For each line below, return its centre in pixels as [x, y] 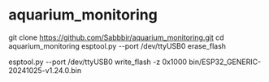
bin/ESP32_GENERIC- [225, 62]
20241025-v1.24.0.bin [45, 70]
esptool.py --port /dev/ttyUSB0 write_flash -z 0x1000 [98, 62]
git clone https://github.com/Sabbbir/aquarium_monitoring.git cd [117, 37]
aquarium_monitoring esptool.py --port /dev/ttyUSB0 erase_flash [117, 45]
